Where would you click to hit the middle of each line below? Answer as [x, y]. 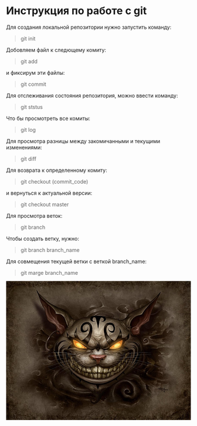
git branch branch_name [50, 250]
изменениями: [24, 147]
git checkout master [45, 204]
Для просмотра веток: [34, 215]
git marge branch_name [49, 272]
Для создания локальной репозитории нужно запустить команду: [89, 27]
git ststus [31, 106]
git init [28, 38]
